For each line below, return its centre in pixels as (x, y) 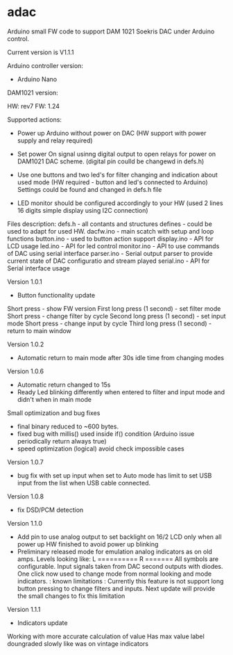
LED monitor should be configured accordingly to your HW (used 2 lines (120, 203)
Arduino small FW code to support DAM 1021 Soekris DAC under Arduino (111, 31)
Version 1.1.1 (24, 609)
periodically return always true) (62, 441)
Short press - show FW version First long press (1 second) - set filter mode (114, 308)
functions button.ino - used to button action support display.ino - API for (110, 238)
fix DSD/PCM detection (50, 510)
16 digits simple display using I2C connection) (83, 210)
